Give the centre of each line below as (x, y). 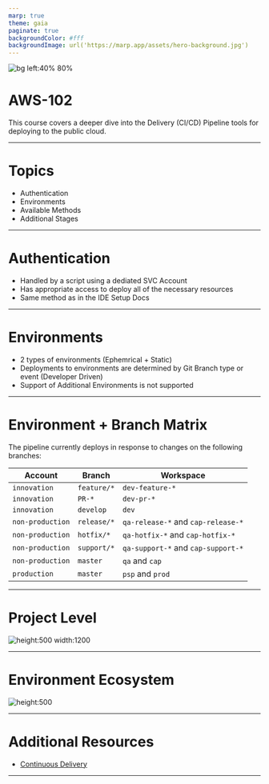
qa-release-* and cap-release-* (183, 522)
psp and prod (147, 574)
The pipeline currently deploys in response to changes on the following (125, 447)
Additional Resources (81, 742)
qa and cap (143, 561)
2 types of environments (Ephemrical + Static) (96, 359)
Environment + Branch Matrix (108, 425)
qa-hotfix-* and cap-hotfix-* (179, 534)
